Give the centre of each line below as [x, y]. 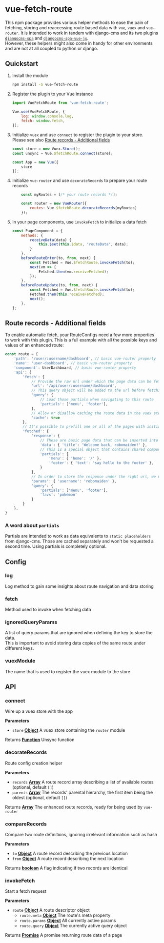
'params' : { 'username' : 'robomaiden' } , [74, 481]
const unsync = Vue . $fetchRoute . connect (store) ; [62, 153]
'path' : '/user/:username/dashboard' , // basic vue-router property [85, 359]
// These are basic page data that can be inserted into [99, 440]
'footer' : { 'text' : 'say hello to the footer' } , [101, 463]
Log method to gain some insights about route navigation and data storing [79, 586]
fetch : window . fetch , [43, 121]
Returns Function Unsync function [40, 740]
